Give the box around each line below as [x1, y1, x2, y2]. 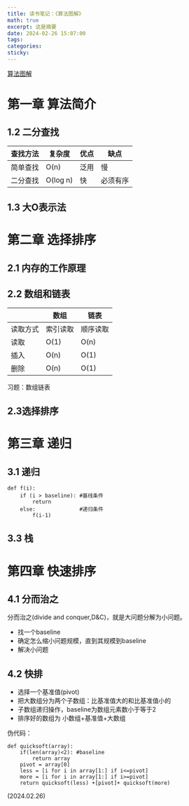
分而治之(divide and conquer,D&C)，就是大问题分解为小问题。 [7, 613, 187, 621]
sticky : [7, 50, 30, 57]
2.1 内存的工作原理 [7, 262, 86, 274]
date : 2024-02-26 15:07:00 [7, 29, 86, 37]
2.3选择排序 [7, 405, 59, 417]
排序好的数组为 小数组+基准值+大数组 [17, 714, 126, 723]
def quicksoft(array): [7, 743, 73, 750]
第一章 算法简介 [7, 97, 97, 113]
